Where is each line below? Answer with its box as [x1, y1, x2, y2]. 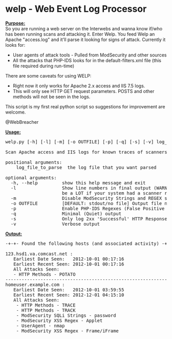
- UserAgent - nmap [16, 323, 65, 329]
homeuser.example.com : [5, 281, 65, 288]
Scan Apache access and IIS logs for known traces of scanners [5, 149, 167, 155]
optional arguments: [5, 175, 57, 180]
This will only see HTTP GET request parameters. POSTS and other [12, 88, 155, 94]
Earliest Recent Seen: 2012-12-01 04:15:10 [13, 292, 124, 298]
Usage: [5, 129, 21, 135]
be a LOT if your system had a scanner [62, 190, 162, 196]
